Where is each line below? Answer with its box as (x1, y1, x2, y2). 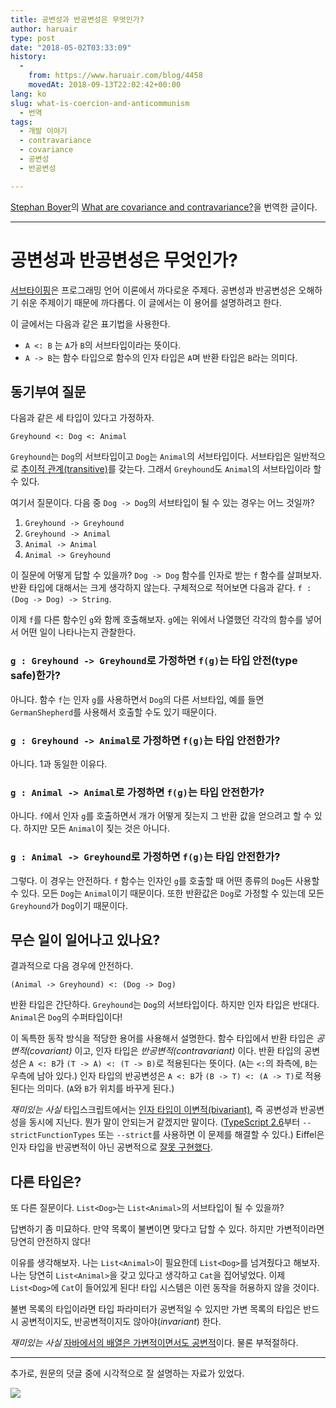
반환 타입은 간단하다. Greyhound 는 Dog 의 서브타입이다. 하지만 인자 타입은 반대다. (10, 999, 320, 1011)
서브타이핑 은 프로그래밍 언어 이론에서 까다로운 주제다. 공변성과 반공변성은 (10, 284, 297, 296)
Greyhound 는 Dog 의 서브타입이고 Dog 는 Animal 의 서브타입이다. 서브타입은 (10, 451, 292, 463)
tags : (10, 117, 33, 127)
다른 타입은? (10, 1173, 82, 1190)
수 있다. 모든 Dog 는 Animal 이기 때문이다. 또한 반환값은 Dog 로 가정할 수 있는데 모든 (10, 887, 325, 899)
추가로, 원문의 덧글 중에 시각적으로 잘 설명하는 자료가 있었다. (10, 1367, 245, 1380)
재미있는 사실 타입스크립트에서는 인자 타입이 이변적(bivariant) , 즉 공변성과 (10, 1104, 298, 1116)
